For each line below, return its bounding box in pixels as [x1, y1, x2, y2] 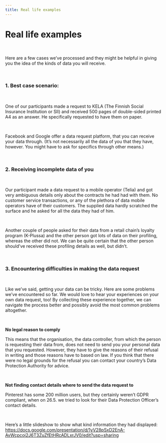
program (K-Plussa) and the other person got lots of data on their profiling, [5, 233, 158, 239]
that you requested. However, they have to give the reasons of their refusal [5, 347, 159, 353]
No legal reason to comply [5, 327, 61, 333]
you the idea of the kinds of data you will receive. [5, 60, 106, 66]
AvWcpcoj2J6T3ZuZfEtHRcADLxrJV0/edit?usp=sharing [5, 432, 119, 439]
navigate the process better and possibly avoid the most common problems [5, 302, 160, 308]
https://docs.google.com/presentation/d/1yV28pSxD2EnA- [5, 427, 125, 433]
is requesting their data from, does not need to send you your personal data [5, 342, 161, 348]
